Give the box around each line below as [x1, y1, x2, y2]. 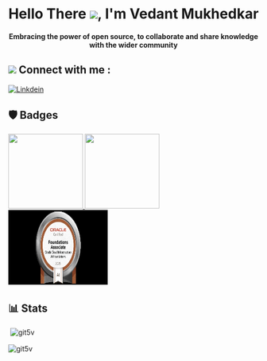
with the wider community [89, 40, 178, 49]
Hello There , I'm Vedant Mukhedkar [8, 5, 259, 23]
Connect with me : [18, 63, 111, 77]
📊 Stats [8, 301, 48, 315]
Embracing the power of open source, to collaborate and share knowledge [9, 31, 258, 41]
